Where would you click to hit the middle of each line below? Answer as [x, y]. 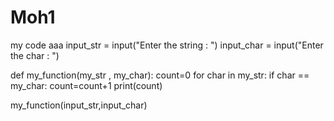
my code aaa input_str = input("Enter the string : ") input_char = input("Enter [167, 45]
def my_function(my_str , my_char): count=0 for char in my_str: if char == [160, 75]
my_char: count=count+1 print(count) [86, 85]
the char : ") [35, 55]
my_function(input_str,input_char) [79, 105]
